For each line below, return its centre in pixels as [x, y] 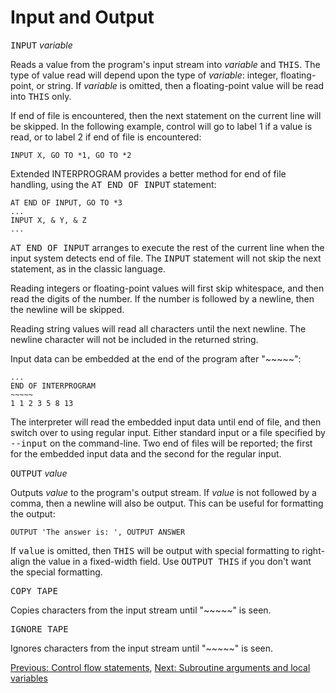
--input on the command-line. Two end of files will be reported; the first [161, 443]
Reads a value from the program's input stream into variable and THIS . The [165, 64]
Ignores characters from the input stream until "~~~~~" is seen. [142, 648]
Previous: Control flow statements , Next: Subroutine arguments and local [160, 667]
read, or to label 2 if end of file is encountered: [106, 137]
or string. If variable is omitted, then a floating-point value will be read [180, 85]
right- [313, 550]
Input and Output [82, 17]
